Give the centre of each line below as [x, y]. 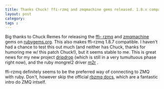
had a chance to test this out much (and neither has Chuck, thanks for [75, 47]
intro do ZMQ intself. [26, 82]
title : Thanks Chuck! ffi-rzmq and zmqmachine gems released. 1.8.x [76, 9]
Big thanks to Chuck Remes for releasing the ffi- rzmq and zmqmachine [77, 37]
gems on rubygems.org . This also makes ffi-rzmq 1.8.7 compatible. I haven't [81, 42]
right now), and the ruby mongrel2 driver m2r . [52, 62]
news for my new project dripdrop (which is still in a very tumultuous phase [81, 57]
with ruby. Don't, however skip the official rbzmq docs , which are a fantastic [82, 77]
